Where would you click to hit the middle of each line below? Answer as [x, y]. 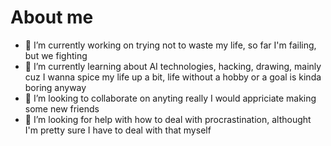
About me [52, 17]
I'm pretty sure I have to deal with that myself [118, 130]
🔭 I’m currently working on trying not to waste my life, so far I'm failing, [170, 45]
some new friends [62, 108]
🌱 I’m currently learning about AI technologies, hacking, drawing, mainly [173, 66]
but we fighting [56, 55]
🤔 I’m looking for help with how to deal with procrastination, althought [168, 119]
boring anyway [55, 87]
